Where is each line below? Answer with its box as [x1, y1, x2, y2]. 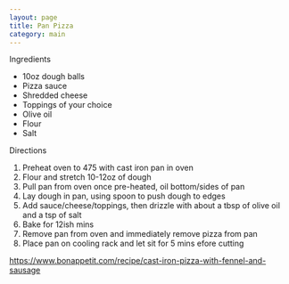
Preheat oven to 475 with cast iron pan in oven [21, 162, 194, 174]
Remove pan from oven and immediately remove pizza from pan [21, 229, 259, 239]
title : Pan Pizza [9, 21, 74, 30]
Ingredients [9, 54, 52, 65]
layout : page [9, 12, 58, 22]
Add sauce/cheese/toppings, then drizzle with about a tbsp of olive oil [21, 200, 281, 211]
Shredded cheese [21, 90, 88, 101]
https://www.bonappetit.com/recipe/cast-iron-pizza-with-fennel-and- [9, 256, 267, 266]
